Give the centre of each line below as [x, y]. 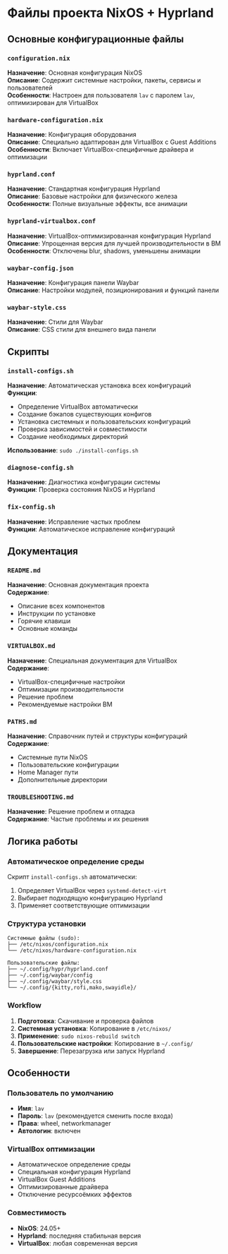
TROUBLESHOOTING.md [40, 797]
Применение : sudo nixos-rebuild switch [79, 1036]
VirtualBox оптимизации [51, 1150]
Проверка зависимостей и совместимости [82, 429]
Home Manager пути [48, 772]
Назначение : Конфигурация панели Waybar [73, 283]
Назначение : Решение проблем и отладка [71, 812]
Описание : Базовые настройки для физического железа [93, 196]
